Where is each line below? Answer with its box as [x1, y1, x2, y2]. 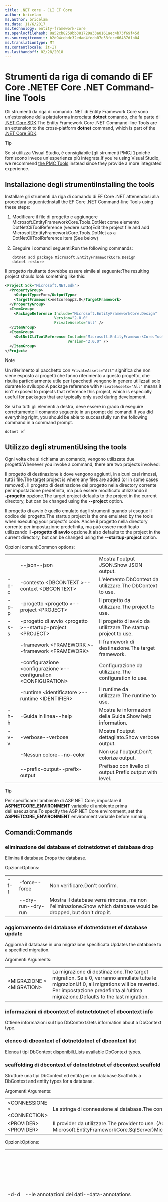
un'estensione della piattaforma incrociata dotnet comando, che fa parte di [5, 114, 160, 121]
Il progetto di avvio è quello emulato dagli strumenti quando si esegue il [5, 508, 152, 514]
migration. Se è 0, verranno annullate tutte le [52, 975, 157, 982]
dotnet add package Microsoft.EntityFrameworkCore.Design [12, 255, 136, 260]
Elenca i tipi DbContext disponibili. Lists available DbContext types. [5, 1049, 142, 1055]
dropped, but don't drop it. [49, 909, 111, 916]
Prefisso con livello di [99, 763, 149, 770]
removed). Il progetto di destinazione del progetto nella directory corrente [5, 482, 157, 488]
